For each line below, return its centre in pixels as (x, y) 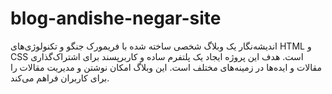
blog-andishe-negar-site (116, 18)
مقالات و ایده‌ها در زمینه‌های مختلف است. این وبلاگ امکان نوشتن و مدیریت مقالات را (166, 67)
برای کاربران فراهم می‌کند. (60, 78)
